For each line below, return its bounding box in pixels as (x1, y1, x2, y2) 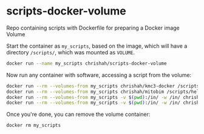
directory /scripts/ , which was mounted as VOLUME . (6, 48, 135, 56)
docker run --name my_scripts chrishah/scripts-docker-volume (6, 60, 167, 66)
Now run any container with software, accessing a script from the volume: (6, 71, 192, 78)
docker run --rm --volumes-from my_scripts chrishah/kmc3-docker (6, 83, 175, 89)
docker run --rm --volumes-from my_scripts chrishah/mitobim (6, 89, 165, 95)
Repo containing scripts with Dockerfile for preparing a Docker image (6, 24, 180, 31)
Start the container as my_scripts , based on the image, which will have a (6, 42, 188, 49)
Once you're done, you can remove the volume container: (6, 110, 151, 118)
